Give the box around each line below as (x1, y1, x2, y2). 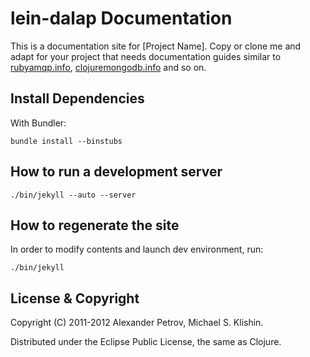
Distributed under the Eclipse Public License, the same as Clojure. (10, 336, 282, 348)
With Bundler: (10, 117, 67, 129)
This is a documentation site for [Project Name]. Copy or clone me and (10, 40, 302, 52)
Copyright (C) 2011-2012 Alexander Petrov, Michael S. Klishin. (10, 317, 264, 329)
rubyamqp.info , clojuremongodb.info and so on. (10, 61, 207, 73)
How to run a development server (10, 163, 223, 181)
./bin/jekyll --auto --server (10, 190, 137, 200)
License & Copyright (10, 290, 140, 307)
